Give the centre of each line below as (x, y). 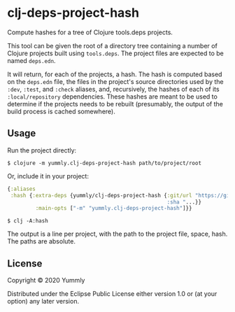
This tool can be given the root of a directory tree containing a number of (113, 45)
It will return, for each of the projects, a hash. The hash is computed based (115, 74)
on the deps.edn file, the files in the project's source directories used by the (115, 81)
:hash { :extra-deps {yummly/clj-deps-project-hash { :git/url (101, 195)
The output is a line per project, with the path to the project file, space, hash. (117, 234)
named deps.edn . (31, 60)
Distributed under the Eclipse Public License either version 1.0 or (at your (112, 294)
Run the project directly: (42, 150)
